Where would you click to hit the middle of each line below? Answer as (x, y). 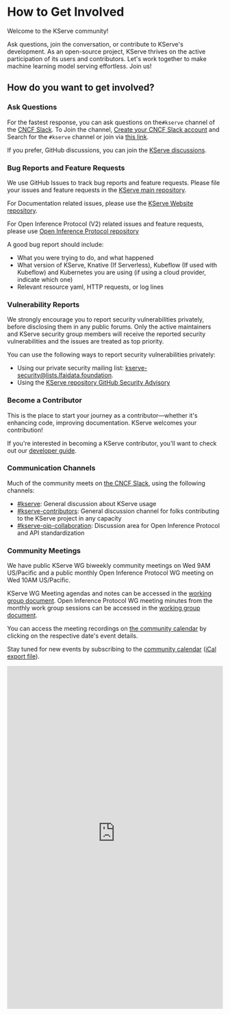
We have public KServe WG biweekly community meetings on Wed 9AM (109, 566)
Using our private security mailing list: (71, 368)
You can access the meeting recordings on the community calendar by (107, 629)
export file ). (23, 656)
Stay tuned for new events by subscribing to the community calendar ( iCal (112, 649)
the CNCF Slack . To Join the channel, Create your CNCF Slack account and (114, 129)
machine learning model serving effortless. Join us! (79, 66)
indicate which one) (45, 279)
